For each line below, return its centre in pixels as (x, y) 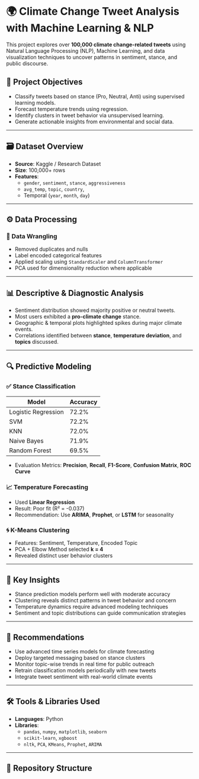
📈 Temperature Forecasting (47, 487)
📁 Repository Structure (49, 768)
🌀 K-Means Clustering (38, 530)
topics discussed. (37, 342)
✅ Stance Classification (41, 387)
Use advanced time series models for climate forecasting (84, 651)
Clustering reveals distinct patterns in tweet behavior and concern (95, 601)
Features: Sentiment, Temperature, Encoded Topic (76, 543)
